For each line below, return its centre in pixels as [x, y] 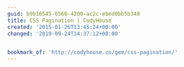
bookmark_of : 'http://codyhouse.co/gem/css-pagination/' [93, 53]
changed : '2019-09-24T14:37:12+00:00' [64, 33]
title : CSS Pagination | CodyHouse [60, 20]
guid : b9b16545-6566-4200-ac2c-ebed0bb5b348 [74, 14]
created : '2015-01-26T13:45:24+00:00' [64, 27]
